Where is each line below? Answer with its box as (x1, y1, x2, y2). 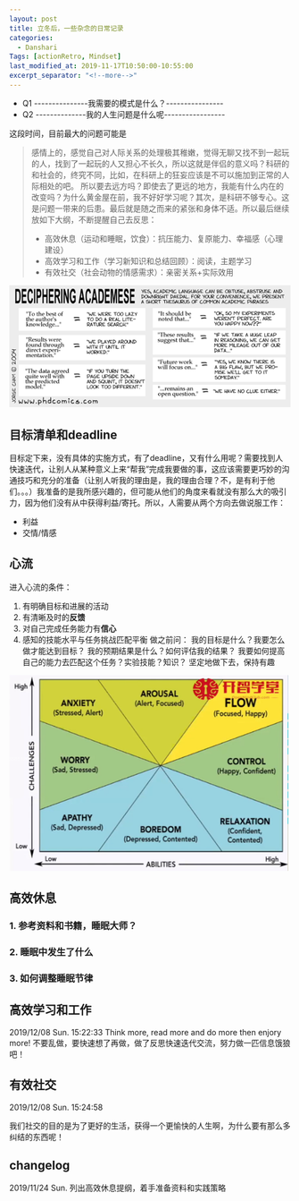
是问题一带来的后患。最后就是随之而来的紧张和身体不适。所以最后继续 (30, 202, 290, 214)
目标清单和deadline (9, 427, 118, 442)
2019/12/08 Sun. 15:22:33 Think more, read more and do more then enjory (9, 1026, 282, 1037)
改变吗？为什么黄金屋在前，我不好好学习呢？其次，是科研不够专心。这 (30, 192, 290, 202)
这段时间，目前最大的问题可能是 (9, 128, 127, 139)
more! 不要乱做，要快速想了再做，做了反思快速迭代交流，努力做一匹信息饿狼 (9, 1037, 291, 1048)
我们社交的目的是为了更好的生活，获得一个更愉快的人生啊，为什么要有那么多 (9, 1120, 291, 1131)
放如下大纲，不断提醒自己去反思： (30, 214, 157, 225)
